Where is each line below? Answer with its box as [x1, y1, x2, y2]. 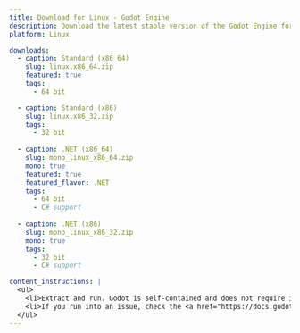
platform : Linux [9, 29, 70, 38]
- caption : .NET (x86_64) [17, 145, 114, 154]
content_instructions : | [9, 278, 102, 287]
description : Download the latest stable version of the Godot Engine [9, 21, 278, 30]
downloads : [9, 46, 50, 54]
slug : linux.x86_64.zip [25, 62, 114, 71]
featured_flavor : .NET [25, 178, 110, 187]
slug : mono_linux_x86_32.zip [25, 228, 134, 237]
